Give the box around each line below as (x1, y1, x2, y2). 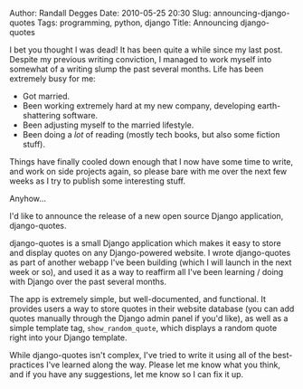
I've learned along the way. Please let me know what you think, (46, 359, 280, 370)
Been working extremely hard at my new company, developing (22, 100, 256, 111)
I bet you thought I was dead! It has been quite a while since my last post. (9, 44, 283, 55)
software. (62, 110, 98, 120)
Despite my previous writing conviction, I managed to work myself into (9, 54, 272, 64)
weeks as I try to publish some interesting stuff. (9, 176, 185, 186)
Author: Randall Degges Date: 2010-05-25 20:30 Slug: (9, 8, 212, 18)
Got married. (22, 90, 71, 101)
